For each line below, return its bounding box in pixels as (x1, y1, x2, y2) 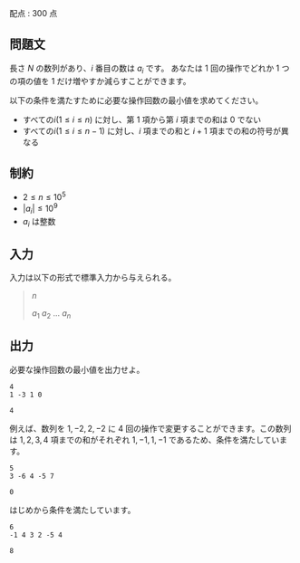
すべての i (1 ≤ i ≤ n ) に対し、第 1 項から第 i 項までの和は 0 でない (22, 114, 262, 125)
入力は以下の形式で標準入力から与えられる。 (9, 272, 177, 283)
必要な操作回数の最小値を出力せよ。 (9, 364, 145, 375)
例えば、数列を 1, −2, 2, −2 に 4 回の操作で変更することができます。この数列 (9, 423, 292, 434)
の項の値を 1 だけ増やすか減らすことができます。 (9, 75, 191, 86)
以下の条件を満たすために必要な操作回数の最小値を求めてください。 (9, 94, 264, 106)
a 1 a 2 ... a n (31, 308, 72, 320)
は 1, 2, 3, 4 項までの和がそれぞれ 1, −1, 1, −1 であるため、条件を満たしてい (9, 434, 280, 445)
